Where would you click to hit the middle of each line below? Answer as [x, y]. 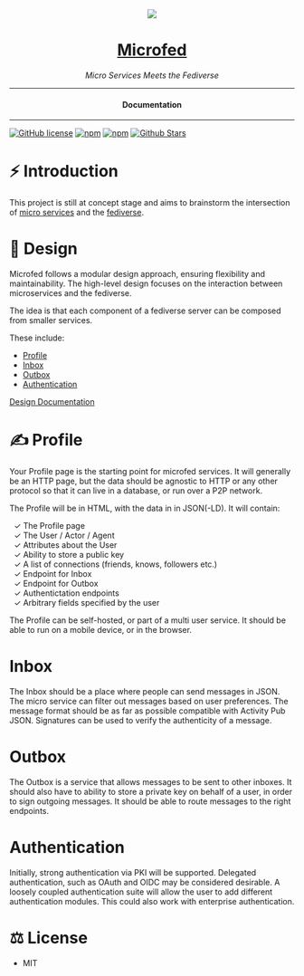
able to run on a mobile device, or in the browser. [101, 629]
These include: [37, 338]
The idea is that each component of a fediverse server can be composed [146, 311]
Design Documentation [52, 402]
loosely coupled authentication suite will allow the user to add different [141, 892]
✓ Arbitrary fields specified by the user [86, 602]
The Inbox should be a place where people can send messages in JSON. [145, 691]
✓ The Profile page [49, 525]
